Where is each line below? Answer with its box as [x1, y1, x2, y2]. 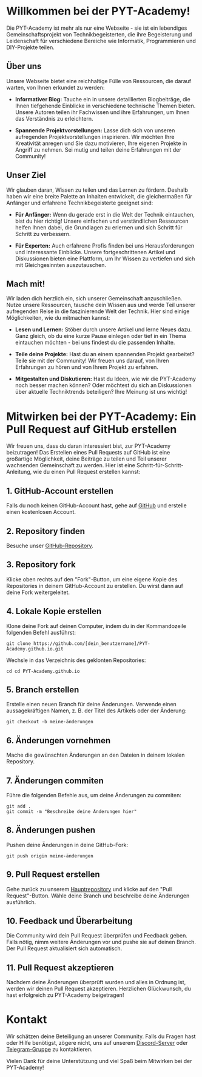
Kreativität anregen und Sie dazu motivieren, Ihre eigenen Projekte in [15, 140, 187, 147]
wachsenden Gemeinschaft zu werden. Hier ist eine [6, 462, 135, 469]
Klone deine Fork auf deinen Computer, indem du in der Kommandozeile [6, 622, 187, 629]
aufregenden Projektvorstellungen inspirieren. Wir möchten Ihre [15, 133, 175, 140]
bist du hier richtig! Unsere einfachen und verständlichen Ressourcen [15, 217, 189, 225]
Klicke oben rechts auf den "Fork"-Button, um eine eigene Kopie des [6, 575, 178, 583]
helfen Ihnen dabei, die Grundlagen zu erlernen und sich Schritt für [15, 223, 183, 231]
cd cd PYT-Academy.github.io [6, 668, 80, 674]
